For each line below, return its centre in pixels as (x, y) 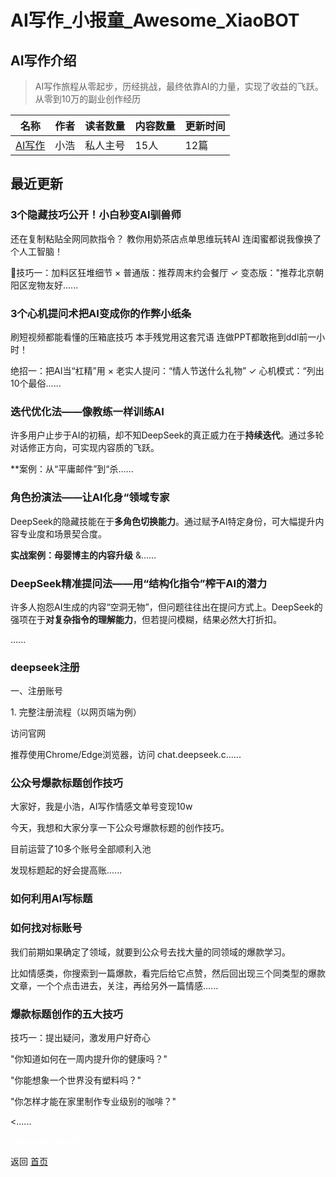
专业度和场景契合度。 (62, 533)
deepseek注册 (45, 667)
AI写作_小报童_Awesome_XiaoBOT (155, 20)
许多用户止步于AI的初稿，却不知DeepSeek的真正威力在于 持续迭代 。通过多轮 (167, 435)
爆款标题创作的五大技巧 (66, 1014)
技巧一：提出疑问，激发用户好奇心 (80, 1037)
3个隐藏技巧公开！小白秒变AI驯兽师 (96, 215)
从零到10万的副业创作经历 (88, 99)
